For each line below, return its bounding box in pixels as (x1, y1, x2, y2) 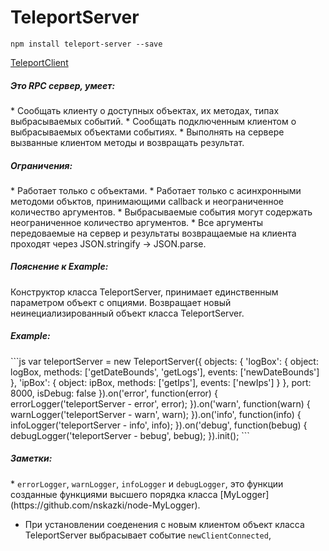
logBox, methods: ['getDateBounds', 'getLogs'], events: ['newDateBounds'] (10, 366, 320, 378)
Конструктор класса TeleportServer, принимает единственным (10, 286, 279, 298)
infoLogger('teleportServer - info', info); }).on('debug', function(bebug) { (10, 419, 308, 431)
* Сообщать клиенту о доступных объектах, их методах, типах (10, 104, 280, 116)
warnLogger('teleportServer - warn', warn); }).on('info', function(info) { (10, 408, 302, 420)
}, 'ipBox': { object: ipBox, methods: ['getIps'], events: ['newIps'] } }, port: (10, 376, 312, 388)
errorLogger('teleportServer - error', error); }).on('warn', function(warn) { (10, 397, 311, 410)
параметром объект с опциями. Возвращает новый (10, 296, 232, 308)
